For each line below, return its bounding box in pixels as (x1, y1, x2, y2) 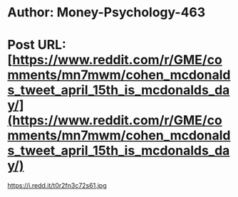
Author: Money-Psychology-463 (7, 4, 206, 21)
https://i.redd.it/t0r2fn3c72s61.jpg (7, 181, 107, 190)
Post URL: (7, 37, 66, 53)
